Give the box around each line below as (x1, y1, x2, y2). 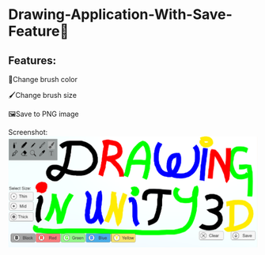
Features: (8, 54, 57, 67)
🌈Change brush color (8, 75, 78, 84)
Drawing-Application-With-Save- (8, 6, 233, 24)
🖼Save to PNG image (8, 109, 79, 118)
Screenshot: (8, 128, 48, 137)
